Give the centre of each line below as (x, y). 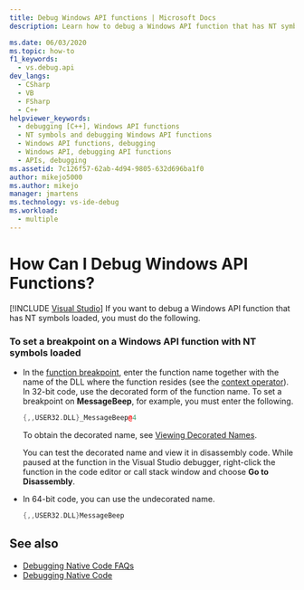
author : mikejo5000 (46, 177)
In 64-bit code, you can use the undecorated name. (119, 499)
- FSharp (34, 101)
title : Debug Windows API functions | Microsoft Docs (113, 18)
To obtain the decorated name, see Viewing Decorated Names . (140, 434)
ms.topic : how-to (42, 51)
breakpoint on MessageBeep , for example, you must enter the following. (158, 401)
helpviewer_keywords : (50, 119)
